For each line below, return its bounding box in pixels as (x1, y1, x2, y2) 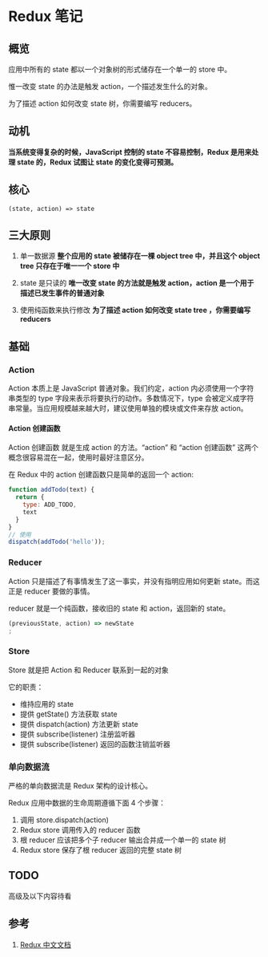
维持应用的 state (19, 699, 74, 708)
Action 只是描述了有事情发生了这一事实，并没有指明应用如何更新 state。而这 (8, 576, 260, 586)
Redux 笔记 (8, 7, 83, 26)
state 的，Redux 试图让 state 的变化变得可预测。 (17, 157, 178, 167)
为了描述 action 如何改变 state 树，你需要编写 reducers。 (8, 99, 197, 108)
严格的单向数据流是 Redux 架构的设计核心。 (8, 781, 153, 790)
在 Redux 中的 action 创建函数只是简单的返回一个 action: (8, 470, 194, 480)
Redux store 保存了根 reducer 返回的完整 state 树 (19, 845, 182, 854)
